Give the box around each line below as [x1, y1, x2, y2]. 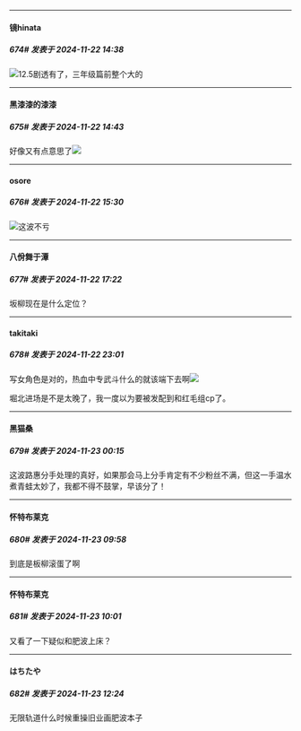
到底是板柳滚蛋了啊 [9, 558, 81, 569]
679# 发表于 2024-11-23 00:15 [9, 446, 125, 456]
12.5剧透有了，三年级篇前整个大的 [18, 68, 143, 79]
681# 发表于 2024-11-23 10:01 [9, 611, 122, 622]
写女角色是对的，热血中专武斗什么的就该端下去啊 [9, 373, 190, 384]
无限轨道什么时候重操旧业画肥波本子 [9, 712, 143, 723]
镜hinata [9, 22, 42, 32]
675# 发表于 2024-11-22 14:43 [9, 121, 125, 132]
